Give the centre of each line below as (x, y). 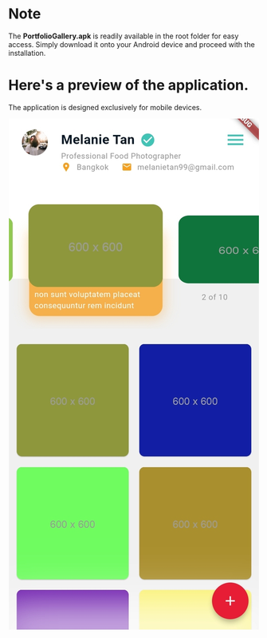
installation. (27, 53)
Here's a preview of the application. (129, 85)
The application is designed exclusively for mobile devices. (105, 107)
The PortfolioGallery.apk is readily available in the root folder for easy (124, 36)
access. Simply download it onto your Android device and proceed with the (132, 44)
